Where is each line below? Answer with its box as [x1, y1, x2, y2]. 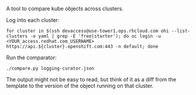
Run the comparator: [6, 54, 57, 61]
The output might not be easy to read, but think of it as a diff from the [6, 76, 177, 83]
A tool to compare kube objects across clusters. [6, 5, 124, 12]
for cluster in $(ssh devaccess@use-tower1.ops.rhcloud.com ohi [6, 28, 169, 34]
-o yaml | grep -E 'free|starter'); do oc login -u [30, 33, 161, 39]
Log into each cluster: [6, 17, 60, 23]
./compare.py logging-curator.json [6, 65, 95, 71]
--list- [171, 28, 191, 34]
